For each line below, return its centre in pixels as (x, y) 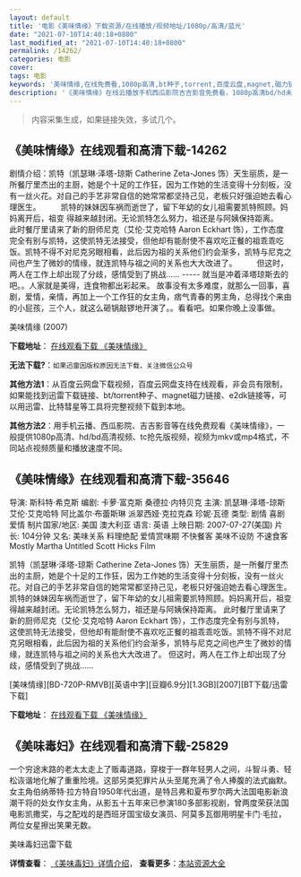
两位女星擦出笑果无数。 (52, 825)
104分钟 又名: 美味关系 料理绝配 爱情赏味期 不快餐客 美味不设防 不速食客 (155, 536)
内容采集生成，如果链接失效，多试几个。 (106, 119)
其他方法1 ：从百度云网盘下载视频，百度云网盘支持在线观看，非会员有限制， (149, 384)
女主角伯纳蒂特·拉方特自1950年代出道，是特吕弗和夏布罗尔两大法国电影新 (145, 791)
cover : (21, 68)
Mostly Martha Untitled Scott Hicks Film (82, 546)
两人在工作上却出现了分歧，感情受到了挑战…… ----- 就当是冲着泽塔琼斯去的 (149, 274)
